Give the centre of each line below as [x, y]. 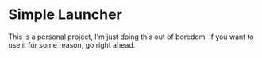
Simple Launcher [65, 15]
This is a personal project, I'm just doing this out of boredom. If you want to [131, 37]
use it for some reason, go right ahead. [72, 44]
